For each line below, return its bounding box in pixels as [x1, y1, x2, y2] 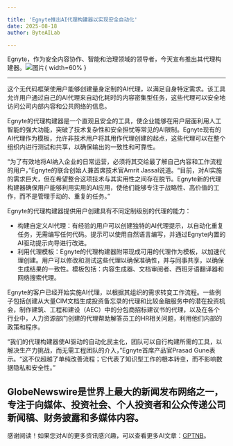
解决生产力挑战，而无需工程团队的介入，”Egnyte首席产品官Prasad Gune [7, 346, 209, 355]
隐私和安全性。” [12, 364, 56, 372]
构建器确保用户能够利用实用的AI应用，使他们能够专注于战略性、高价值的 [7, 184, 214, 192]
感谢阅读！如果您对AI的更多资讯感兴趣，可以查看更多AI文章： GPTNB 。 [7, 431, 210, 440]
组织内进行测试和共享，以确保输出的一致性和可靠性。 [7, 143, 159, 151]
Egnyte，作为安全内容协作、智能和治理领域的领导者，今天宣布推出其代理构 [7, 55, 222, 63]
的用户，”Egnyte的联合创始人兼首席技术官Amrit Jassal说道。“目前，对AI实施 [7, 166, 223, 175]
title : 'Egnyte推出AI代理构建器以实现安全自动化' [7, 16, 138, 23]
